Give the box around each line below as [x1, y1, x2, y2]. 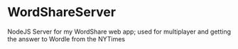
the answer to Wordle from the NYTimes [7, 34, 126, 43]
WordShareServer [7, 4, 116, 20]
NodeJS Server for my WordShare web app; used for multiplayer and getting [7, 27, 232, 36]
